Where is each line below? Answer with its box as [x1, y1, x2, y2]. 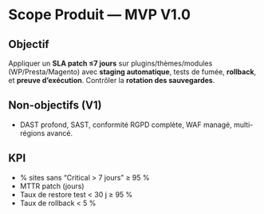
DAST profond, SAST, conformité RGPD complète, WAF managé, [19, 120, 233, 129]
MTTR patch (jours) [19, 181, 85, 191]
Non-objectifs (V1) [8, 98, 102, 113]
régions [19, 128, 45, 137]
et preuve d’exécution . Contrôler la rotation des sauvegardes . [8, 76, 215, 85]
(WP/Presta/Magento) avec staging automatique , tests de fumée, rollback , [8, 67, 257, 77]
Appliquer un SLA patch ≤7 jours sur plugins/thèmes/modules [8, 58, 213, 68]
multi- [234, 120, 254, 129]
